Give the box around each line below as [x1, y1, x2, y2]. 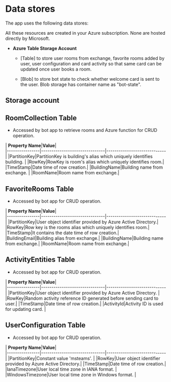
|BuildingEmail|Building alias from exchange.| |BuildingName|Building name [5, 235, 163, 241]
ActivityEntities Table [5, 255, 76, 264]
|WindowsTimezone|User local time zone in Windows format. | [5, 371, 136, 377]
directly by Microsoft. [5, 35, 50, 41]
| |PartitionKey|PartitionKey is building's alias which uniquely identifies [5, 153, 153, 160]
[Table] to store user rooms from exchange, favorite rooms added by [20, 55, 165, 61]
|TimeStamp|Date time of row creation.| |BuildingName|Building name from [5, 164, 163, 170]
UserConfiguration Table [5, 321, 86, 330]
